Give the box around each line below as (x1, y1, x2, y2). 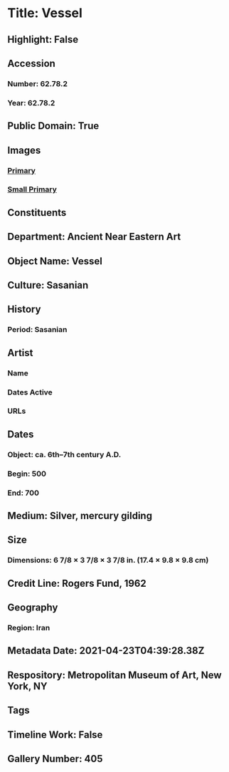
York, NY (7, 680, 48, 692)
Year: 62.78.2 (7, 98, 55, 108)
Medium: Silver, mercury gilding (7, 510, 153, 522)
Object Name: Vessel (7, 255, 103, 267)
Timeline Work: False (7, 729, 103, 741)
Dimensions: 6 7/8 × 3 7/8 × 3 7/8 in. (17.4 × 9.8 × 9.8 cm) (7, 555, 209, 565)
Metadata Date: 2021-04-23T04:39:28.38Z (7, 645, 205, 657)
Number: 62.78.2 (7, 78, 68, 88)
